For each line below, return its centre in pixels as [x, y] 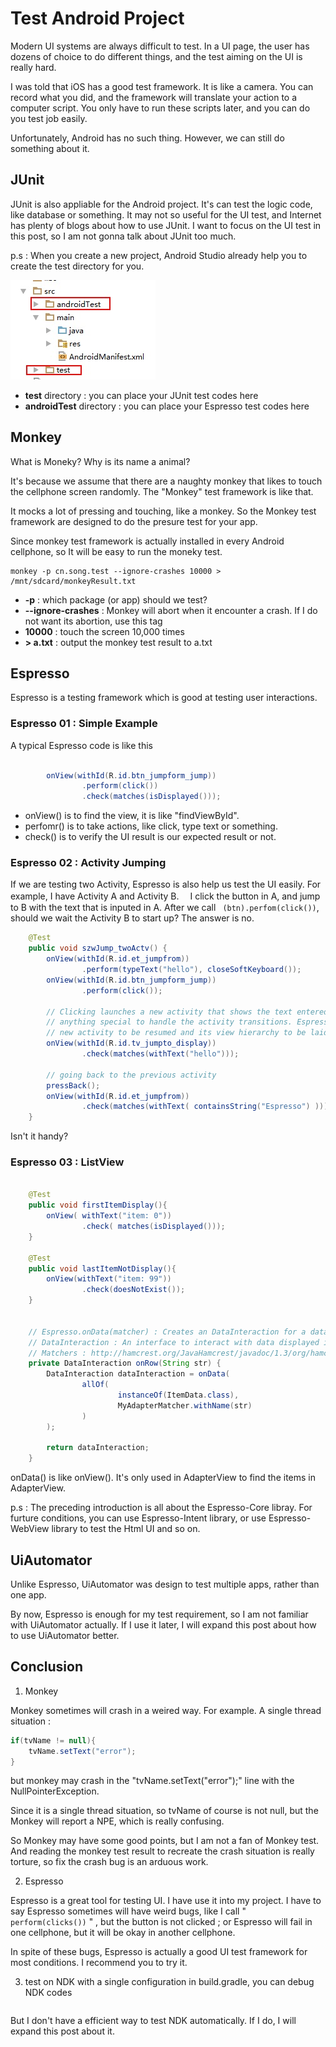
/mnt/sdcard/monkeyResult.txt [73, 581]
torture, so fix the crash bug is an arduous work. [109, 1862]
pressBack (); [73, 1085]
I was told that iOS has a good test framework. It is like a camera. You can [162, 86]
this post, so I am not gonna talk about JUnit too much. [123, 236]
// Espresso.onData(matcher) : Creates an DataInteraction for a [167, 1332]
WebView [30, 1529]
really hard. [33, 67]
